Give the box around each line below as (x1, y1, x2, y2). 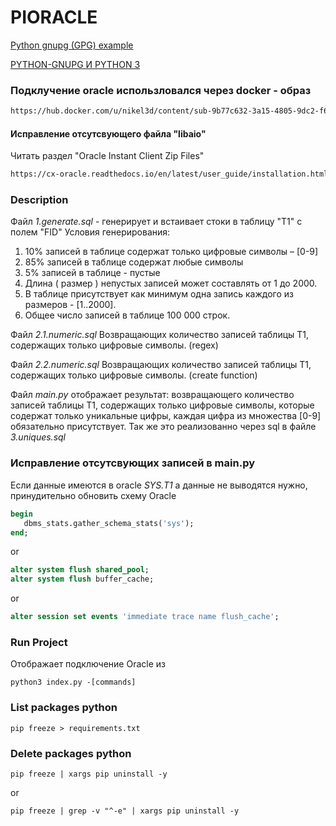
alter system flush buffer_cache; (10, 574, 155, 585)
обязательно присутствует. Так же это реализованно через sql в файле (10, 421, 317, 433)
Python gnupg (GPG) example (10, 39, 134, 51)
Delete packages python (10, 746, 132, 760)
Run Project (10, 635, 68, 649)
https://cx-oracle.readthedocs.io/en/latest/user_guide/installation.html (10, 169, 329, 180)
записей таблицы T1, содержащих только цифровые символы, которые (10, 399, 315, 411)
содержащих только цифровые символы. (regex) (10, 339, 219, 351)
